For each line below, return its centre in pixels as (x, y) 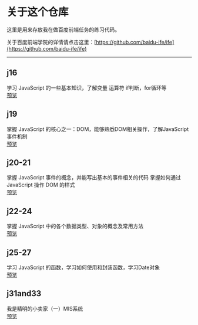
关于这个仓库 (38, 12)
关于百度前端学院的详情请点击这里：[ (51, 42)
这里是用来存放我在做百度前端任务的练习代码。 (63, 29)
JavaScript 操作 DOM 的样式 (41, 185)
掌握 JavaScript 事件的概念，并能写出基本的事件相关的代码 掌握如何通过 (94, 178)
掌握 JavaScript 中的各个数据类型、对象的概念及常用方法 (75, 226)
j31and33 (24, 293)
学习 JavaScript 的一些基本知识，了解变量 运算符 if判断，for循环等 (87, 88)
